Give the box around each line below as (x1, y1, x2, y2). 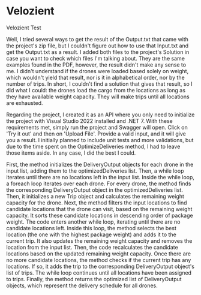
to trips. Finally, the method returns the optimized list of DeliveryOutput (6, 275, 182, 282)
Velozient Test (6, 24, 41, 31)
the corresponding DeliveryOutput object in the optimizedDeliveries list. (6, 186, 183, 193)
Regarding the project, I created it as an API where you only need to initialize (6, 111, 195, 118)
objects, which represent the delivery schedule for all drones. (6, 282, 158, 289)
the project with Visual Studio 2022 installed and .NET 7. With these (6, 117, 173, 124)
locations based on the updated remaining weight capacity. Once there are (6, 250, 191, 257)
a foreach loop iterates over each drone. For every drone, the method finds (6, 180, 191, 187)
